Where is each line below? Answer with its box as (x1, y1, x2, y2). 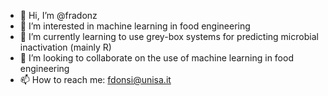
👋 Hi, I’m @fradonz (19, 10, 98, 21)
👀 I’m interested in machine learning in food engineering (19, 20, 251, 32)
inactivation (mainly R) (19, 41, 112, 53)
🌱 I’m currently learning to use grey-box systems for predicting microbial (19, 31, 319, 42)
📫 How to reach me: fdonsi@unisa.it (19, 74, 172, 85)
